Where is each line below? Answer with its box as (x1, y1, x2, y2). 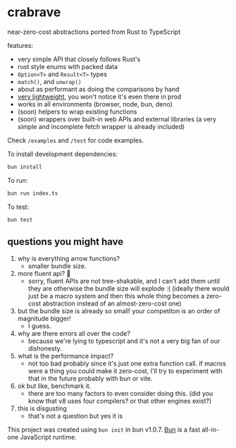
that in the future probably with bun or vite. (27, 375, 153, 383)
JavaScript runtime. (20, 433, 77, 442)
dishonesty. (27, 344, 62, 353)
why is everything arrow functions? (17, 255, 120, 263)
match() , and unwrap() (17, 77, 82, 85)
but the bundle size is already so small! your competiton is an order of (17, 307, 221, 315)
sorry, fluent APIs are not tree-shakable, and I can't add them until (27, 277, 221, 286)
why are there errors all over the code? (17, 329, 130, 338)
